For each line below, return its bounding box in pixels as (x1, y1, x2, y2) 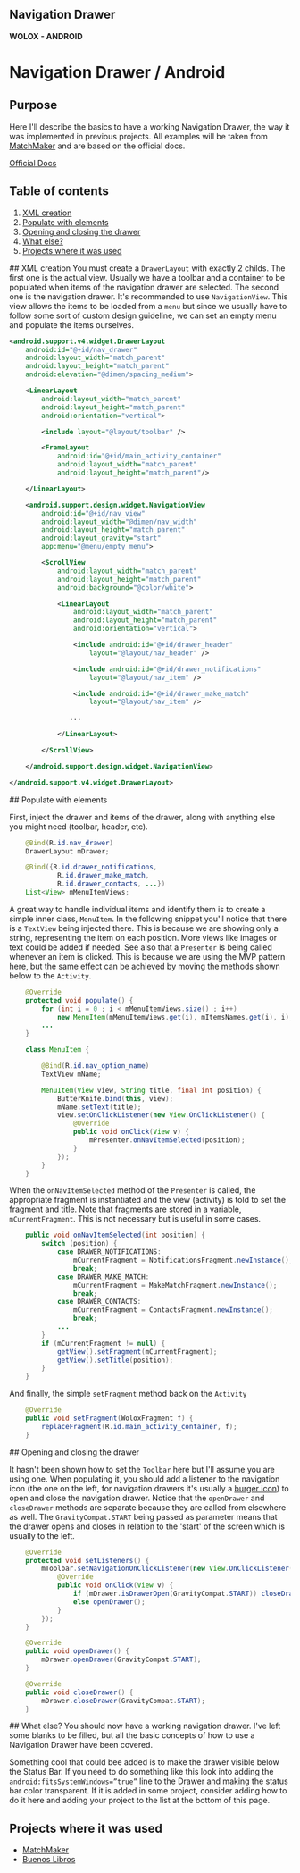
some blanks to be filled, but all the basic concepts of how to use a (9, 1730, 255, 1741)
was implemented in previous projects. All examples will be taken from (9, 130, 268, 141)
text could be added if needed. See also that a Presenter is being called (9, 942, 272, 953)
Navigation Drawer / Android (9, 63, 226, 82)
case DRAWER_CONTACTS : (56, 1298, 142, 1306)
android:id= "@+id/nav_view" (41, 508, 146, 517)
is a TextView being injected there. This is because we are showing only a (9, 922, 279, 933)
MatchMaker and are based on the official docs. (9, 140, 186, 151)
